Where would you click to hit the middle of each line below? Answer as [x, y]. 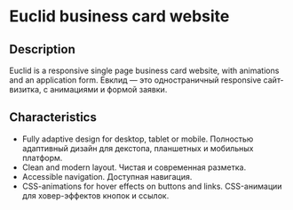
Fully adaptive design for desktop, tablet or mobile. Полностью [138, 139]
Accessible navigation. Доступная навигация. [107, 176]
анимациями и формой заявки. [109, 89]
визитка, [25, 89]
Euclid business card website [119, 16]
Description [42, 49]
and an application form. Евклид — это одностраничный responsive [135, 80]
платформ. [42, 157]
